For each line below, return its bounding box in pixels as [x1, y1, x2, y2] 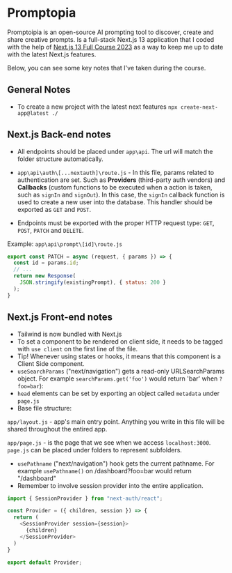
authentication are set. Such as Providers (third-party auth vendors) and [17, 176, 226, 184]
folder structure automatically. [17, 155, 104, 163]
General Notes [7, 84, 71, 95]
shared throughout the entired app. [7, 425, 108, 433]
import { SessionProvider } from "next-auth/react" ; [7, 495, 163, 502]
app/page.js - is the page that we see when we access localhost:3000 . [7, 438, 211, 447]
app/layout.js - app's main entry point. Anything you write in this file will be [7, 417, 225, 426]
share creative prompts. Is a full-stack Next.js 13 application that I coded [7, 35, 215, 43]
